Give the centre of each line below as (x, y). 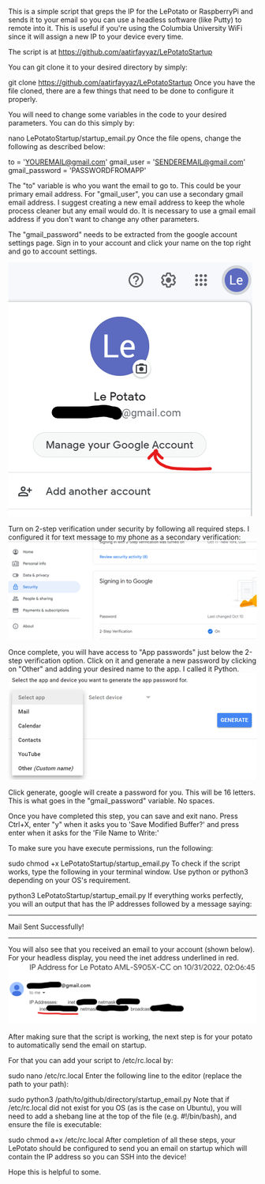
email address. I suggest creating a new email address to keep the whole (127, 202)
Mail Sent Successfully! (46, 927)
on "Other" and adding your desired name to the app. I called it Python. (123, 669)
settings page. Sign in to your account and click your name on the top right (130, 243)
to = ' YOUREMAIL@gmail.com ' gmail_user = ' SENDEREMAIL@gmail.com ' (127, 162)
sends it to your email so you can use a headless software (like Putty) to (125, 20)
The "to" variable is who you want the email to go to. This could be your (125, 186)
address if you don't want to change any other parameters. (104, 219)
